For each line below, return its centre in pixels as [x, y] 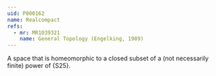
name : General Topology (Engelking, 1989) [82, 39]
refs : [15, 26]
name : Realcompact [34, 20]
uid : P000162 [26, 13]
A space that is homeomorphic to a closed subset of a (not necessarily [108, 58]
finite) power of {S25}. [39, 66]
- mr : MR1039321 [37, 33]
